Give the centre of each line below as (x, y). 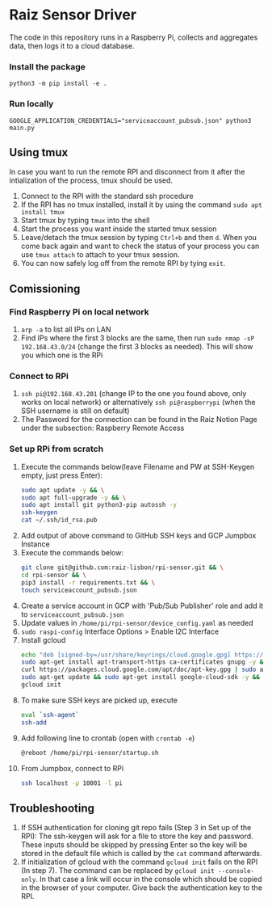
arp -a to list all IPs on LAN (66, 330)
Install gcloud (43, 639)
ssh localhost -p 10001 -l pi (72, 783)
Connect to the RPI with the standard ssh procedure (107, 196)
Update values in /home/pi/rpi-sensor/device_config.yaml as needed (137, 622)
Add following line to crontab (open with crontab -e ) (108, 738)
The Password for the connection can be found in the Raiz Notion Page (139, 420)
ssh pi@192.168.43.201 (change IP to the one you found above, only (134, 394)
